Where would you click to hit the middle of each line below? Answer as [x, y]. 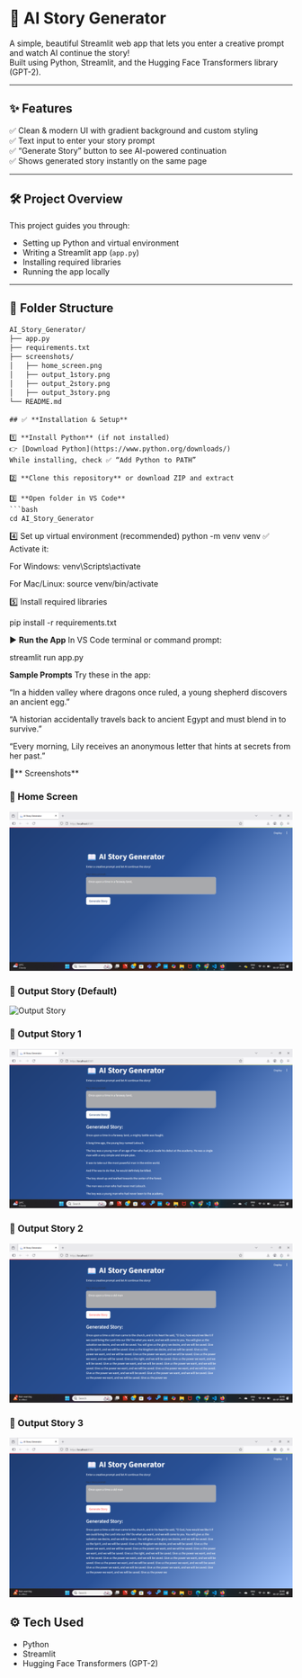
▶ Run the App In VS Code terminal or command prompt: [115, 640]
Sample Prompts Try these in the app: [80, 675]
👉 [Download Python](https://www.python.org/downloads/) [120, 449]
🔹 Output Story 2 [46, 1229]
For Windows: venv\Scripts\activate [75, 567]
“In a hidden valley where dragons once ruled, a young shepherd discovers [148, 693]
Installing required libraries [71, 262]
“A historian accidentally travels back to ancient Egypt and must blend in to [148, 720]
